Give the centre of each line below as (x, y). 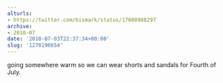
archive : (20, 26)
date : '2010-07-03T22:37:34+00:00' (59, 39)
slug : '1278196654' (35, 45)
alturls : (20, 13)
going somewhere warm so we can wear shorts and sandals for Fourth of (112, 65)
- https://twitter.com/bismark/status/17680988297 (82, 20)
